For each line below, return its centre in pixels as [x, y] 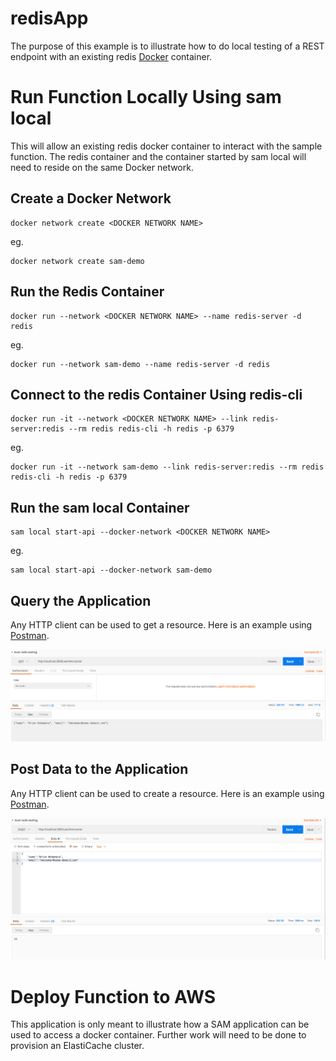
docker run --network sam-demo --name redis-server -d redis [140, 364]
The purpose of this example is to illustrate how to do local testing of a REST [167, 46]
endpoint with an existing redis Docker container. [111, 56]
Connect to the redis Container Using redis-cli [156, 394]
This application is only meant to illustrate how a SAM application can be [160, 1024]
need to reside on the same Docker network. [102, 167]
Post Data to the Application [99, 769]
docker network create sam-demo [77, 261]
